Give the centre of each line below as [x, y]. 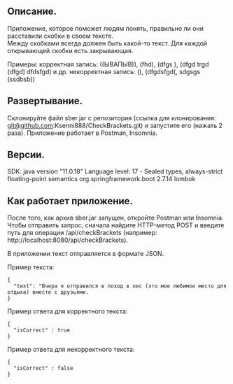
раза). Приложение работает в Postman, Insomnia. [82, 133]
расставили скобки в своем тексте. [61, 36]
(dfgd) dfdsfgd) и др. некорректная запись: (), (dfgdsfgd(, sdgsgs [104, 71]
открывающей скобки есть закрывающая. [70, 50]
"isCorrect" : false [43, 369]
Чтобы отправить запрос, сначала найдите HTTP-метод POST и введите [116, 225]
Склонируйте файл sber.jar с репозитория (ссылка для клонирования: [112, 118]
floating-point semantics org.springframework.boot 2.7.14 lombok [101, 179]
